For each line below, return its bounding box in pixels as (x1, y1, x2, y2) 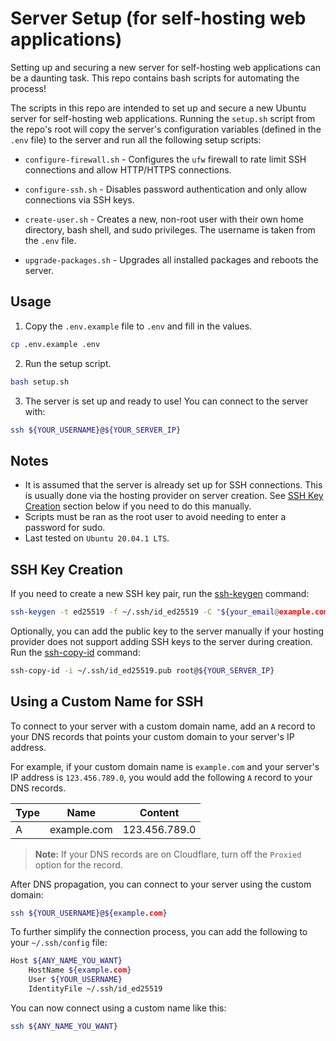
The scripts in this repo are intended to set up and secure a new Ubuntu (10, 102, 307, 114)
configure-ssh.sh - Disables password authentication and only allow (24, 183, 308, 195)
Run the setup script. (24, 357, 112, 369)
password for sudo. (24, 522, 106, 534)
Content (139, 805, 180, 819)
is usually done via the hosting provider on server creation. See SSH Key (24, 490, 324, 502)
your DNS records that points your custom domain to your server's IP (10, 730, 295, 742)
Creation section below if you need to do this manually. (24, 500, 252, 512)
